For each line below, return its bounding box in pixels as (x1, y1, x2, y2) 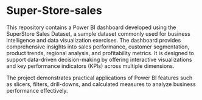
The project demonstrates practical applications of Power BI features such (6, 74, 193, 81)
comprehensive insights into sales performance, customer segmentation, (6, 43, 190, 50)
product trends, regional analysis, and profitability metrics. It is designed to (6, 49, 195, 56)
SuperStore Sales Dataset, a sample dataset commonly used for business (6, 30, 190, 37)
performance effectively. (6, 87, 68, 94)
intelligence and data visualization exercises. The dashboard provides (6, 36, 181, 44)
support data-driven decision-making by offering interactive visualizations (6, 56, 192, 63)
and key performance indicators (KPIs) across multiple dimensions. (6, 62, 175, 70)
